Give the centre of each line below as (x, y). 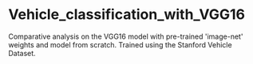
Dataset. (22, 53)
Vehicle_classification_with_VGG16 (127, 15)
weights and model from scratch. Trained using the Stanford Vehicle (121, 44)
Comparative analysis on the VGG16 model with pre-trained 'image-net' (126, 36)
